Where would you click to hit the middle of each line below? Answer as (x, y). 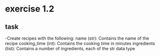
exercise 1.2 (30, 9)
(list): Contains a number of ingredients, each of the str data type (70, 49)
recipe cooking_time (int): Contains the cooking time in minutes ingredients (80, 43)
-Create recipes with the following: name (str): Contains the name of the (77, 38)
